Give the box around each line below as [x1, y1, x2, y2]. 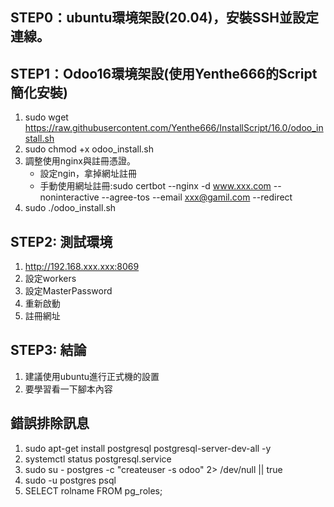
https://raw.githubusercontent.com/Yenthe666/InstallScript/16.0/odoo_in [24, 122, 324, 134]
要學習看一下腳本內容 [24, 383, 113, 395]
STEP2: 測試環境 [10, 233, 113, 250]
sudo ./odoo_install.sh [24, 202, 117, 214]
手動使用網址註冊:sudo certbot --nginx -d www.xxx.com [39, 180, 272, 192]
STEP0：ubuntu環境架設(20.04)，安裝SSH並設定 [10, 9, 319, 27]
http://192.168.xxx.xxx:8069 [24, 261, 140, 273]
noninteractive [39, 191, 100, 203]
